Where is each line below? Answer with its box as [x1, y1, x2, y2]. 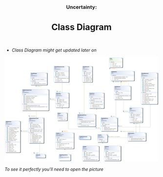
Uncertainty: [66, 3, 97, 10]
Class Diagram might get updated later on [11, 47, 97, 53]
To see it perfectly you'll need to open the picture [4, 166, 103, 172]
